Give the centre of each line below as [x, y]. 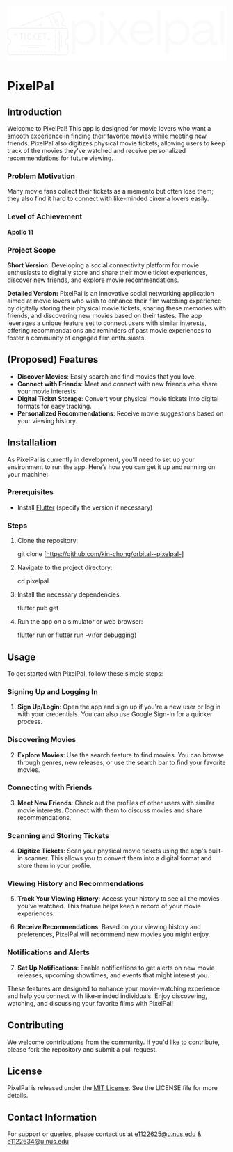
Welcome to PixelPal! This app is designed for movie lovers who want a [109, 128]
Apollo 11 [20, 232]
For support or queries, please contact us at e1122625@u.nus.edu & [104, 1134]
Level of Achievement [45, 216]
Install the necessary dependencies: [69, 594]
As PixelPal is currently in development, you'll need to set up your [101, 459]
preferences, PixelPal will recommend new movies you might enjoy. [114, 934]
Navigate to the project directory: [65, 568]
